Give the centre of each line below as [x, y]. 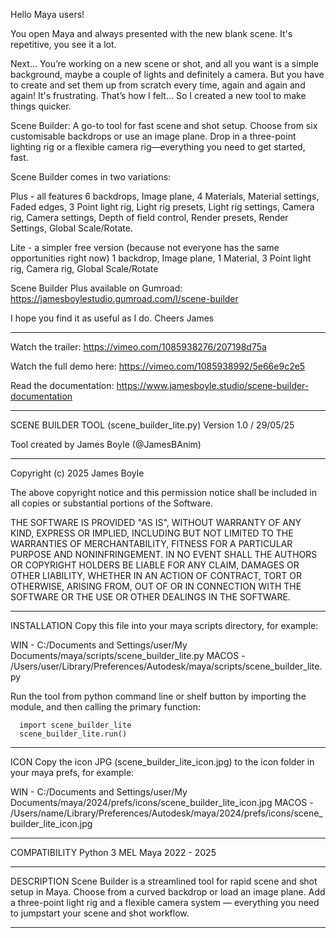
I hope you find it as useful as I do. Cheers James [112, 318]
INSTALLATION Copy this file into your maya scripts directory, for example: [164, 625]
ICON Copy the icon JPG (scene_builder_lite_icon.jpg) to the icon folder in [162, 762]
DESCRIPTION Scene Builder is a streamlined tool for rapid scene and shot [164, 881]
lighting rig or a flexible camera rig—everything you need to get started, [158, 147]
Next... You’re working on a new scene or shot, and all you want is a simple [165, 63]
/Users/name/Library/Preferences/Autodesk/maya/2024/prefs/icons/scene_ [166, 813]
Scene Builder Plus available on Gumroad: [96, 288]
